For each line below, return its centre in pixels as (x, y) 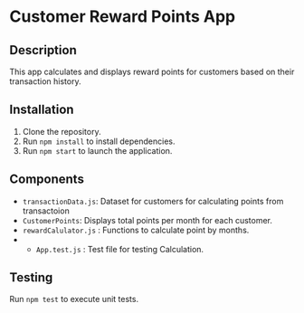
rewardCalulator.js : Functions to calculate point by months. (136, 230)
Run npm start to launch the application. (97, 150)
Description (43, 50)
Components (47, 180)
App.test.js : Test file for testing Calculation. (120, 249)
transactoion (46, 211)
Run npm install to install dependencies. (99, 141)
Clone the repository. (62, 131)
